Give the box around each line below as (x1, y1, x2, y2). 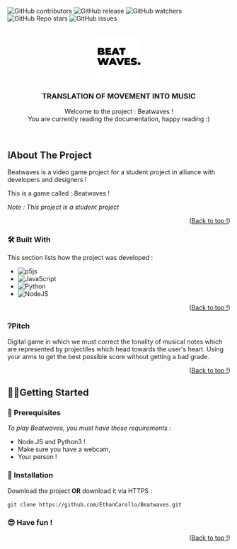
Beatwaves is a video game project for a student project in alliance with (7, 168, 216, 176)
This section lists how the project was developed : (7, 254, 154, 262)
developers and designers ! (7, 176, 87, 184)
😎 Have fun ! (7, 517, 53, 527)
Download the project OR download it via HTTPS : (7, 486, 153, 495)
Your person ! (17, 453, 58, 461)
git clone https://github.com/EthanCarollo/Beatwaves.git (7, 501, 182, 508)
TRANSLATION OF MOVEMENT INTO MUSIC (42, 91, 196, 101)
